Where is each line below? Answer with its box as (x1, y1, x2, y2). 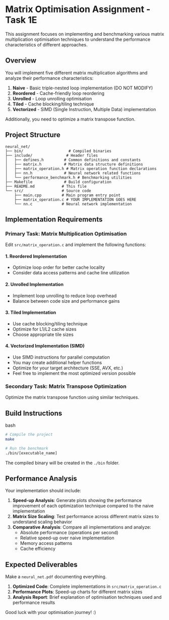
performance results (12, 599, 55, 606)
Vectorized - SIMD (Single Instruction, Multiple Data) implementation (12, 106, 156, 112)
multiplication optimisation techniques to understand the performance (5, 36, 150, 42)
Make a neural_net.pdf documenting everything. (5, 574, 107, 580)
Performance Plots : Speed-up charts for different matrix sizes (12, 589, 143, 595)
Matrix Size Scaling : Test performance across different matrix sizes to (12, 514, 159, 520)
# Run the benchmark (5, 445, 49, 451)
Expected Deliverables (5, 560, 78, 569)
